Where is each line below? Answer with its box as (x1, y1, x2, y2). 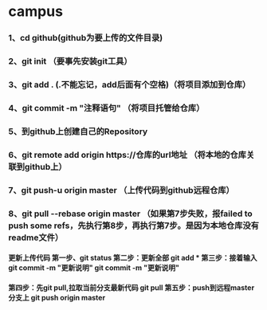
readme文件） (8, 232, 64, 243)
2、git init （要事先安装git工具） (8, 56, 133, 67)
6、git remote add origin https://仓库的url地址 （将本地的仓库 (8, 149, 247, 160)
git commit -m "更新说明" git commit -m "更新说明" (8, 263, 179, 273)
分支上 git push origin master (8, 292, 106, 302)
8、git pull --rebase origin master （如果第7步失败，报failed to (8, 208, 253, 219)
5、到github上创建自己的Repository (8, 126, 148, 137)
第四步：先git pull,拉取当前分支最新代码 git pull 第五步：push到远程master (8, 282, 255, 292)
